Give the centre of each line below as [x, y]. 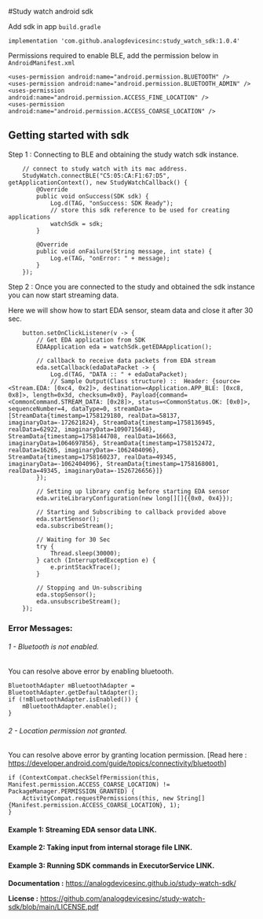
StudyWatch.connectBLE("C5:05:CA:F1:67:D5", [96, 175]
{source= [226, 381]
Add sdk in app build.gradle [55, 26]
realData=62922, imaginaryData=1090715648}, [82, 429]
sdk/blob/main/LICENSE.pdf [54, 906]
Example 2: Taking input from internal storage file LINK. [100, 847]
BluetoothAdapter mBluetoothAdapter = [71, 685]
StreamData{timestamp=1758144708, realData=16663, [93, 436]
